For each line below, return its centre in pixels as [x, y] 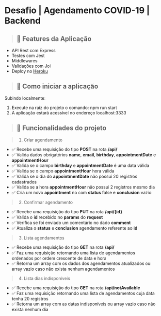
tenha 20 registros [30, 298]
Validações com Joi [31, 66]
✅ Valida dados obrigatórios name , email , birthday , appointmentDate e [84, 155]
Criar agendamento [43, 140]
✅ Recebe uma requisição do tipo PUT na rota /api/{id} [67, 211]
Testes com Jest [28, 56]
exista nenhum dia [30, 309]
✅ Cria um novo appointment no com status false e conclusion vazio [81, 192]
